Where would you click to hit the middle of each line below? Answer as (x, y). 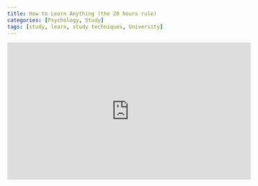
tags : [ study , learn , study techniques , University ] (85, 26)
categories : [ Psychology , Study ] (56, 20)
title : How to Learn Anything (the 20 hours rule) (82, 14)
